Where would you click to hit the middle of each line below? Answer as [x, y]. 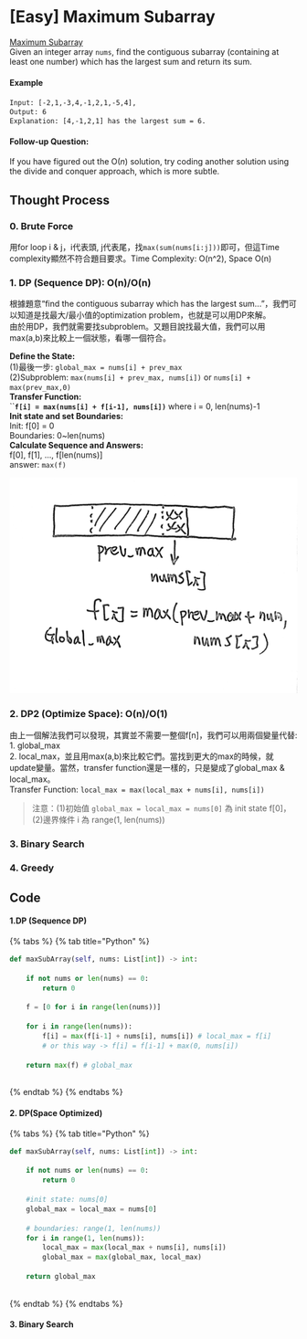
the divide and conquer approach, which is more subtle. [115, 172]
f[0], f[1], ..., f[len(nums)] [56, 455]
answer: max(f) [38, 465]
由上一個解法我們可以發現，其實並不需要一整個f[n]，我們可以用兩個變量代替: [153, 735]
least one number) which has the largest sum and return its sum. [131, 61]
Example [26, 82]
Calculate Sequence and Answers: [77, 446]
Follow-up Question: [49, 141]
